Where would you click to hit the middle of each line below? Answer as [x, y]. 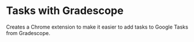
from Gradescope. [28, 33]
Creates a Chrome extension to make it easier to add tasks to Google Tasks [97, 27]
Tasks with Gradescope [65, 11]
